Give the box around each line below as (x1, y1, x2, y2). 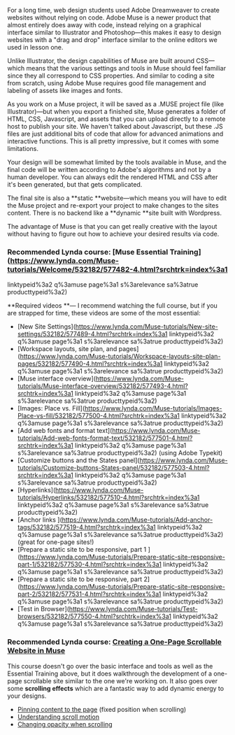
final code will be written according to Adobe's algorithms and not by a (7, 166, 211, 173)
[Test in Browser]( (17, 605, 70, 613)
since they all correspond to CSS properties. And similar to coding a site (7, 71, 215, 80)
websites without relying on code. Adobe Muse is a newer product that (7, 13, 211, 22)
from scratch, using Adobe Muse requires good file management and (7, 79, 206, 87)
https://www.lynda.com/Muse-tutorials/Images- (85, 404, 222, 413)
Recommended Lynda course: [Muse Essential (7, 247, 169, 257)
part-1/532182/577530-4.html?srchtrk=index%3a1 (17, 560, 162, 569)
